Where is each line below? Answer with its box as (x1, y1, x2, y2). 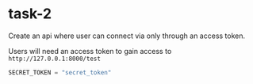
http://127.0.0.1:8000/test (8, 55, 102, 63)
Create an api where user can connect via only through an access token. (8, 31, 246, 40)
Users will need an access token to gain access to (8, 46, 172, 55)
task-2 (8, 5, 52, 23)
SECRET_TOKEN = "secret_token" (8, 68, 112, 76)
